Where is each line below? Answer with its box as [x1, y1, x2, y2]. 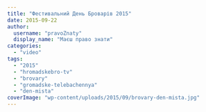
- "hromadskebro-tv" [13, 68, 73, 75]
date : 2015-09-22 [7, 17, 58, 24]
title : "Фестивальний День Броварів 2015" [7, 10, 132, 17]
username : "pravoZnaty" [13, 29, 82, 37]
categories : [7, 42, 42, 49]
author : [7, 23, 30, 30]
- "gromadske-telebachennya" [13, 81, 98, 88]
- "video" [13, 49, 42, 56]
